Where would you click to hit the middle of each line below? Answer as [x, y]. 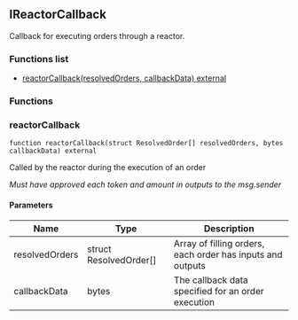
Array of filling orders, [219, 243]
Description [229, 228]
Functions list [39, 59]
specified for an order [219, 291]
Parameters [31, 205]
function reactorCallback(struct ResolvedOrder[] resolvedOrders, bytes [146, 144]
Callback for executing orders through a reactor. [97, 35]
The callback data [211, 280]
